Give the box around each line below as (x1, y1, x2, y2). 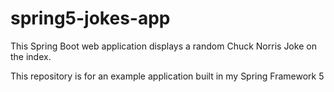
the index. (10, 50, 52, 62)
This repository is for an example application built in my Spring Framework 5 (10, 70, 325, 82)
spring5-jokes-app (10, 7, 171, 30)
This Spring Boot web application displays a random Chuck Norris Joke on (10, 40, 317, 52)
